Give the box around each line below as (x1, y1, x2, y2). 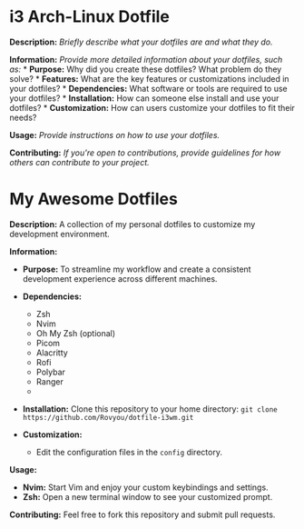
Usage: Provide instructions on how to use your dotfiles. (9, 129, 221, 140)
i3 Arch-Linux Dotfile (9, 6, 171, 27)
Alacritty (35, 347, 68, 358)
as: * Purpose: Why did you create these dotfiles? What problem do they (9, 64, 282, 75)
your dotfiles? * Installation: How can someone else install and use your (9, 93, 279, 104)
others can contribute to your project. (9, 156, 150, 167)
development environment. (9, 228, 111, 239)
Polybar (35, 366, 66, 377)
